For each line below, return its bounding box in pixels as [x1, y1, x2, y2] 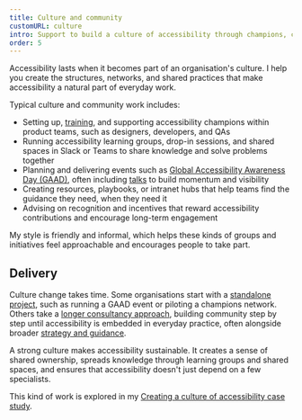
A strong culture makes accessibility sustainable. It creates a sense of [9, 345, 268, 356]
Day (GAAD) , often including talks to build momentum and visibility [22, 174, 270, 185]
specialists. [9, 374, 51, 385]
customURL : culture [9, 22, 83, 31]
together [22, 155, 55, 166]
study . [9, 401, 33, 412]
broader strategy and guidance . [9, 327, 127, 338]
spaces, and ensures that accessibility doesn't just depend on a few [9, 364, 262, 375]
